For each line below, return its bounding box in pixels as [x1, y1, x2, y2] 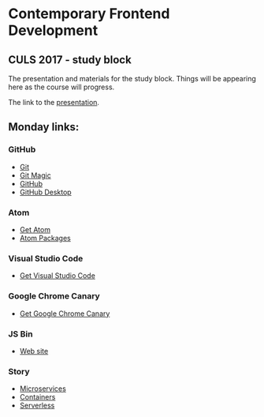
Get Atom [19, 224, 51, 234]
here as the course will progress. [8, 82, 115, 92]
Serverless [19, 400, 55, 411]
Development [8, 21, 99, 39]
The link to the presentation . [8, 98, 100, 107]
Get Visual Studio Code [19, 271, 96, 280]
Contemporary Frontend [8, 5, 170, 23]
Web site [19, 346, 49, 355]
